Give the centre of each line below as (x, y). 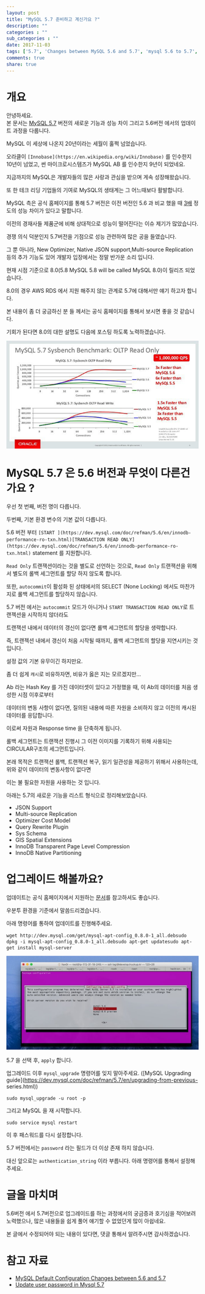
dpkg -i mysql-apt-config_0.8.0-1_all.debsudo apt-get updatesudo (92, 942)
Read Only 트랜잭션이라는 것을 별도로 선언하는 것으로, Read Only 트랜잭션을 (96, 566)
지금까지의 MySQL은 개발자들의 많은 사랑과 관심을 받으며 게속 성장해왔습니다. (99, 177)
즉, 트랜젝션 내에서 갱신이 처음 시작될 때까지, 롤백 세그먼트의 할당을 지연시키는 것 (102, 641)
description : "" (27, 26)
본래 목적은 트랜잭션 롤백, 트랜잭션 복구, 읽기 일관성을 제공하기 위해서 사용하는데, (102, 762)
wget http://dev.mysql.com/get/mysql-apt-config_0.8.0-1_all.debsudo (97, 936)
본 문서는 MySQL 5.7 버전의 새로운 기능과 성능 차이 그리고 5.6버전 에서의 (93, 123)
